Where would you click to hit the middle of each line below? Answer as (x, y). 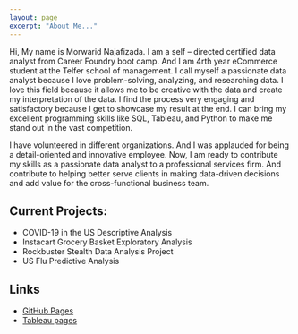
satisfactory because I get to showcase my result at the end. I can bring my (148, 108)
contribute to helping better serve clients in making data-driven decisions (145, 173)
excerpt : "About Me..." (54, 26)
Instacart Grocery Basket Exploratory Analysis (107, 242)
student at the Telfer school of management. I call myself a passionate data (148, 70)
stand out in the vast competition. (71, 127)
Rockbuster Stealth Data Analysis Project (98, 252)
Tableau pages (50, 321)
